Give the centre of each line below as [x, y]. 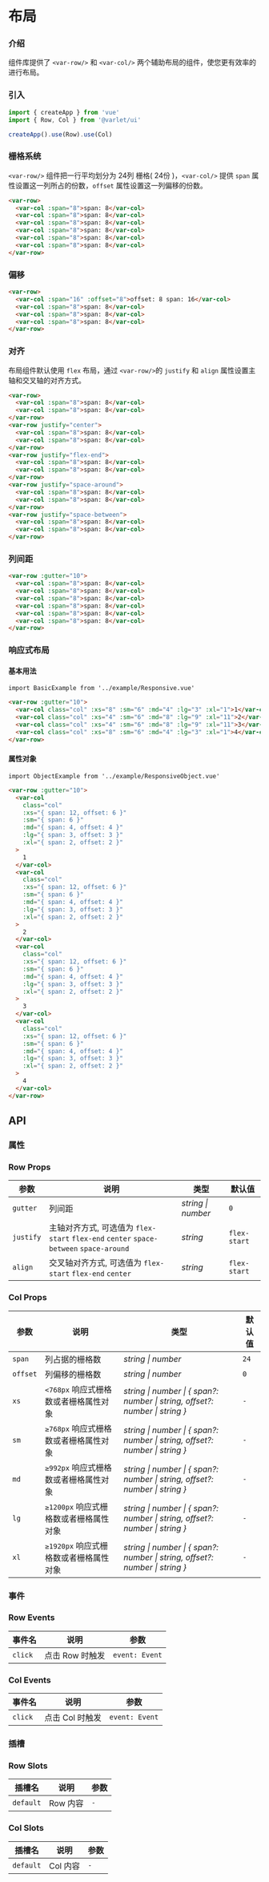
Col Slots [26, 1828]
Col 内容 [64, 1866]
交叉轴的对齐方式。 [54, 380]
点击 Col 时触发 [73, 1718]
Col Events [30, 1680]
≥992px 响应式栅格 [78, 1468]
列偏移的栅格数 [73, 1374]
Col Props [28, 1298]
